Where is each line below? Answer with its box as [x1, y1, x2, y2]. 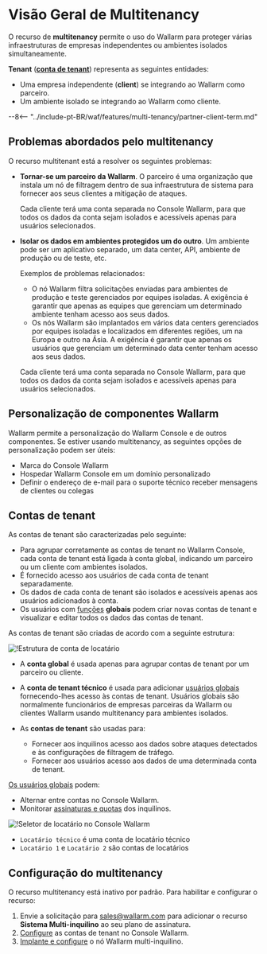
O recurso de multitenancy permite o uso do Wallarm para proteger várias [8, 32, 253, 41]
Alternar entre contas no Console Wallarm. [19, 796, 160, 805]
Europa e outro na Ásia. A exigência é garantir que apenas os [31, 334, 232, 344]
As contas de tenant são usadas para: [19, 724, 145, 734]
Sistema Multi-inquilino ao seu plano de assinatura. [19, 920, 192, 929]
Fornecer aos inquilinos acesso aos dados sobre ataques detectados [31, 739, 258, 749]
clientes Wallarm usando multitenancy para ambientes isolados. [19, 708, 229, 718]
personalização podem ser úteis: [8, 445, 115, 454]
